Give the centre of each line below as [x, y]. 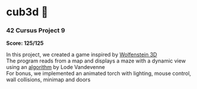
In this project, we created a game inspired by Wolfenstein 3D [82, 55]
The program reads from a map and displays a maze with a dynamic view [96, 61]
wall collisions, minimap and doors [49, 80]
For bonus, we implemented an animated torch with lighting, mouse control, [99, 74]
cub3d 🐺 [27, 12]
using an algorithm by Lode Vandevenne [56, 67]
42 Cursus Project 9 [36, 31]
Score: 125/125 [25, 43]
